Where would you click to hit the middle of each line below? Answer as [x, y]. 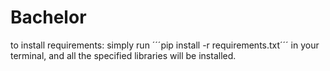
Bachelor [48, 17]
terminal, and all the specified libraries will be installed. [123, 55]
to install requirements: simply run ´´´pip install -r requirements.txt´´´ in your [165, 45]
